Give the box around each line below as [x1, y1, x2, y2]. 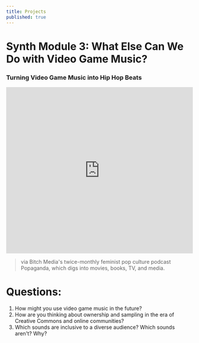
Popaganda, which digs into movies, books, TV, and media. [20, 264, 165, 271]
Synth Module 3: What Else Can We [6, 40, 184, 53]
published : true [6, 14, 46, 20]
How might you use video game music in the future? [14, 305, 142, 312]
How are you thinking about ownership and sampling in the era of [14, 311, 175, 318]
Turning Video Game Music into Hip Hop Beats [6, 73, 142, 82]
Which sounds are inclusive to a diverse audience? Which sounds [14, 323, 175, 331]
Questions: [6, 285, 62, 299]
